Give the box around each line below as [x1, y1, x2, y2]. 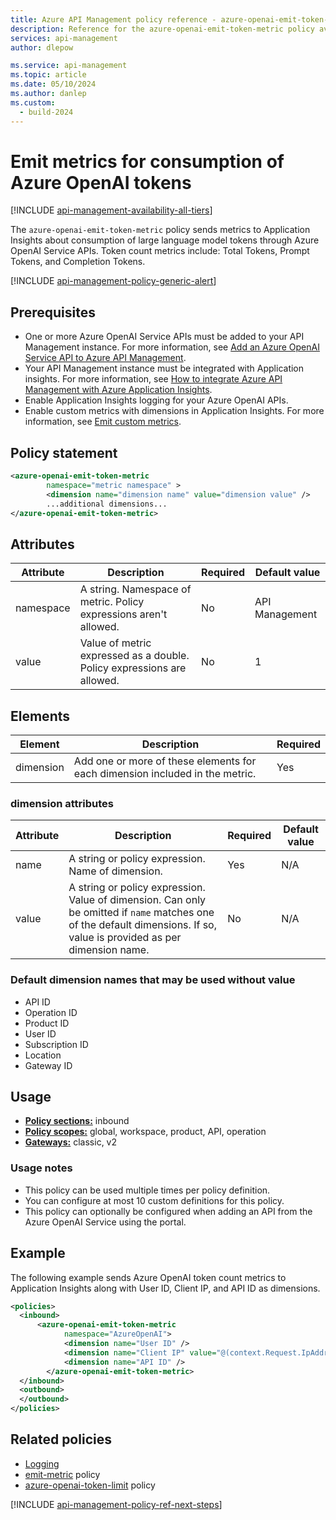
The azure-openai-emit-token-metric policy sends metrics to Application [10, 224, 311, 236]
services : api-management [10, 33, 118, 43]
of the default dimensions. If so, [68, 918, 218, 932]
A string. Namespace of [79, 582, 192, 596]
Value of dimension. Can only [68, 893, 207, 907]
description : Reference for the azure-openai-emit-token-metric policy [10, 24, 315, 34]
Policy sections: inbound [24, 1115, 130, 1127]
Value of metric [79, 636, 152, 650]
